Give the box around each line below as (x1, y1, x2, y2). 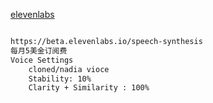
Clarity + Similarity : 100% (28, 83, 150, 93)
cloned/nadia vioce (28, 64, 110, 74)
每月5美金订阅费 (10, 45, 68, 56)
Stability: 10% (28, 74, 92, 84)
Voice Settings (10, 55, 74, 65)
